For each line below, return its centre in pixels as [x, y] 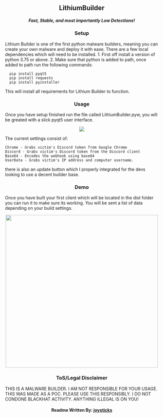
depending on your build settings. [39, 208]
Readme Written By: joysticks [82, 410]
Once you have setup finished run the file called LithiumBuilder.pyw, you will [81, 115]
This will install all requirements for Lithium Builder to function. [67, 91]
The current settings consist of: [36, 138]
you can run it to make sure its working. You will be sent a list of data [74, 203]
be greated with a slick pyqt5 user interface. [49, 120]
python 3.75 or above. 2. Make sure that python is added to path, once [76, 59]
